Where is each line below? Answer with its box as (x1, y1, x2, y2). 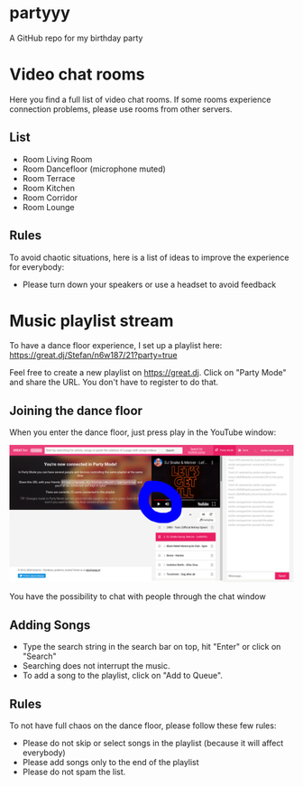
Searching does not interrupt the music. (22, 661, 170, 671)
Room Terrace (22, 172, 76, 183)
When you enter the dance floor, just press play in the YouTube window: (9, 427, 277, 438)
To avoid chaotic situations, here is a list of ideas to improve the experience (9, 252, 289, 263)
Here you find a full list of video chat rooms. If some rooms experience (9, 94, 271, 105)
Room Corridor (22, 192, 78, 203)
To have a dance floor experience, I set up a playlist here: (9, 340, 223, 351)
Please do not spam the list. (22, 766, 126, 778)
